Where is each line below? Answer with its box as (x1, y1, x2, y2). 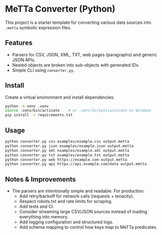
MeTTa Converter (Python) (5, 3, 116, 15)
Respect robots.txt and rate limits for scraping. (19, 199, 113, 204)
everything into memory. (19, 214, 69, 220)
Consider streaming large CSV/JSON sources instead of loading (19, 209, 147, 215)
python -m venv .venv (5, 104, 49, 108)
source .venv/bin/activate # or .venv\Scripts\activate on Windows (5, 108, 151, 113)
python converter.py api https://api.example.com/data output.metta (5, 162, 147, 166)
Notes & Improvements (5, 175, 76, 183)
